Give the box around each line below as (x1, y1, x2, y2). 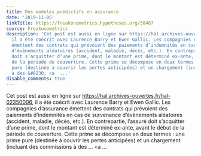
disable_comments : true (6, 76, 66, 82)
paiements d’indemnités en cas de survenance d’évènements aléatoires (6, 112, 182, 119)
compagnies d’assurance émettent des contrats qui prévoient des (6, 105, 168, 112)
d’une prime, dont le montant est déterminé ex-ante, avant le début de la (6, 124, 185, 131)
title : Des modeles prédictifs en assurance (6, 8, 119, 15)
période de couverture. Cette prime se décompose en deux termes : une (6, 130, 185, 138)
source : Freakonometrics (6, 25, 68, 32)
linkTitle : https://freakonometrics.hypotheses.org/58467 (6, 20, 154, 26)
